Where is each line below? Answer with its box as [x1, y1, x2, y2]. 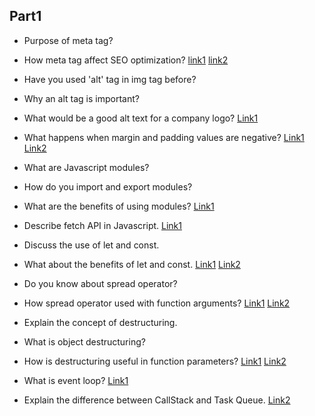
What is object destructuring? [23, 335, 146, 348]
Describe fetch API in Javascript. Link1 [23, 219, 182, 231]
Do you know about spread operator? [23, 277, 178, 289]
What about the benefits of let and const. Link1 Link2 [23, 258, 241, 270]
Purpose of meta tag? [23, 34, 114, 46]
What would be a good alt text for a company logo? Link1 [23, 112, 259, 124]
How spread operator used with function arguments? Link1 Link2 [23, 297, 291, 309]
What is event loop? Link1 [23, 374, 129, 386]
